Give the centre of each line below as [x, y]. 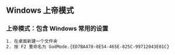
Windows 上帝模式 [40, 11]
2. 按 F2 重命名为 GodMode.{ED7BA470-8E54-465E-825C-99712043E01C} [88, 47]
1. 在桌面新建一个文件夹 [32, 41]
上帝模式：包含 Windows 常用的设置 [57, 29]
